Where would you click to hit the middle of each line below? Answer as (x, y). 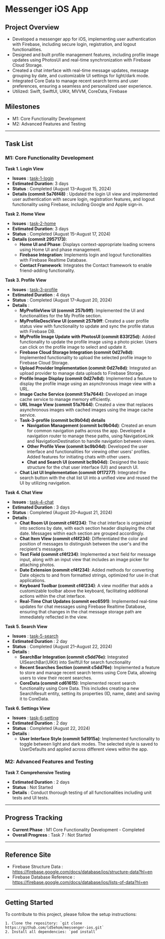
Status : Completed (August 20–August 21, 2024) (62, 512)
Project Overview (32, 27)
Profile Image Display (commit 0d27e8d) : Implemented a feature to (88, 378)
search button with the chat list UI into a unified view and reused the (89, 478)
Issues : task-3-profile (35, 289)
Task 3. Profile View (26, 280)
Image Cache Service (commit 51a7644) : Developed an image (83, 394)
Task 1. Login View (24, 169)
